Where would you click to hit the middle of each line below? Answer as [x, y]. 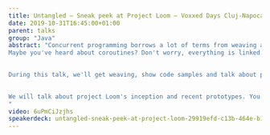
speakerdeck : [30, 119]
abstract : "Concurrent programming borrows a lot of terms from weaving [133, 46]
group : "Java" [32, 38]
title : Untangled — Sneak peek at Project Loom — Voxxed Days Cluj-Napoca [136, 16]
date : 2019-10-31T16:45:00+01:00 [64, 23]
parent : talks [32, 30]
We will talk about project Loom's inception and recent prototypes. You [135, 97]
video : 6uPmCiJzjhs [41, 111]
